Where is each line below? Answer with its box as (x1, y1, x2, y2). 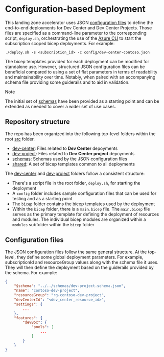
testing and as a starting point (12, 195, 72, 201)
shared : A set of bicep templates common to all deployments (12, 161, 135, 167)
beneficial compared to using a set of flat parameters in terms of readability (5, 69, 158, 74)
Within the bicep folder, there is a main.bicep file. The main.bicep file (12, 206, 150, 212)
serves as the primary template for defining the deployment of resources (12, 211, 159, 217)
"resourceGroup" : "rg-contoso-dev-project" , (14, 293, 106, 298)
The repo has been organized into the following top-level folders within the (5, 131, 156, 137)
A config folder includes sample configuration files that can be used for (12, 190, 157, 196)
